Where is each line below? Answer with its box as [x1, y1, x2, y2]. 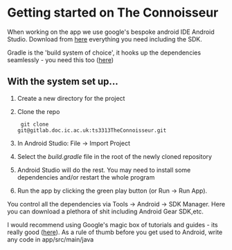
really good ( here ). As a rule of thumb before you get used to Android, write [7, 228, 223, 236]
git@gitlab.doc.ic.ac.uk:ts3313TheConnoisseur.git [17, 126, 167, 134]
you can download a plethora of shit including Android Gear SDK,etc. [7, 207, 204, 215]
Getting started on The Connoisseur [7, 5, 219, 21]
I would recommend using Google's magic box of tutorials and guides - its [7, 220, 218, 229]
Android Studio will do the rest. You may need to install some [17, 166, 191, 174]
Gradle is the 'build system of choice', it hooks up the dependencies [7, 48, 202, 57]
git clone [20, 121, 49, 128]
